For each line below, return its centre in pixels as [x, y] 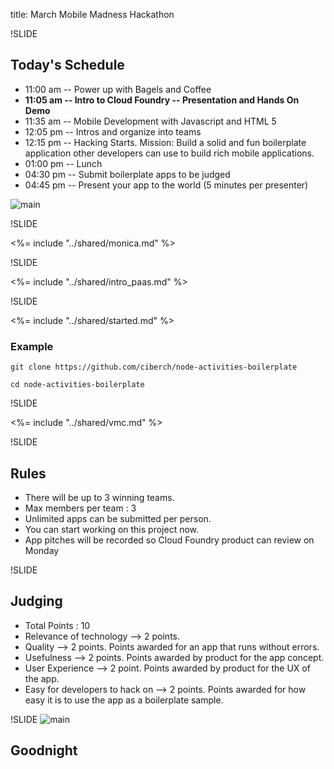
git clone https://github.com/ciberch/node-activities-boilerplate [154, 367]
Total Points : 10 [57, 625]
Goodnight [44, 750]
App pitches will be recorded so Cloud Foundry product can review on [169, 540]
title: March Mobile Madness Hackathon [92, 14]
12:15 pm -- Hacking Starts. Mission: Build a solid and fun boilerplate [165, 142]
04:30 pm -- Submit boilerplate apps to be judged [127, 174]
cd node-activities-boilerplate [77, 385]
